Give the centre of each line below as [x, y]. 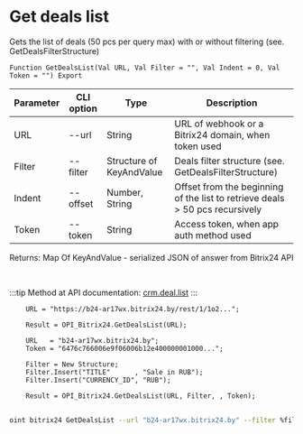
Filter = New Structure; [72, 364]
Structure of [132, 161]
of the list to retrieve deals [230, 198]
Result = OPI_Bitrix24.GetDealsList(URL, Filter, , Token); [141, 396]
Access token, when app [227, 224]
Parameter [37, 103]
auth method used [213, 235]
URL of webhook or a [219, 124]
